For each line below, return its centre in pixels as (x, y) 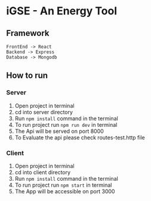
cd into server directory (44, 112)
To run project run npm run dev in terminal (66, 124)
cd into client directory (42, 172)
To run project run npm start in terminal (63, 185)
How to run (27, 76)
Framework (28, 33)
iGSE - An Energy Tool (62, 11)
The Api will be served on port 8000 (59, 131)
